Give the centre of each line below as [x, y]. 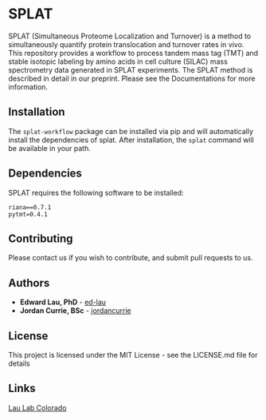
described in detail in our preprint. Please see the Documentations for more [132, 78]
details [19, 363]
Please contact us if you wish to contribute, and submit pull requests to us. [131, 258]
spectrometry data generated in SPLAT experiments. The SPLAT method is [131, 69]
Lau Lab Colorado [37, 407]
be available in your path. [50, 148]
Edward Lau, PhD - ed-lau [63, 302]
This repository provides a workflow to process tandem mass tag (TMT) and [133, 53]
